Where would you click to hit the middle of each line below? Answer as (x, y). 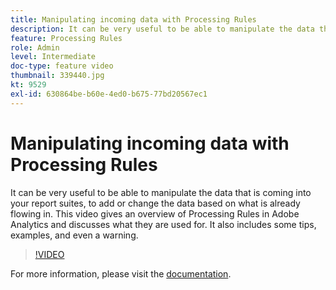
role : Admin (35, 47)
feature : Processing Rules (66, 38)
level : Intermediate (53, 57)
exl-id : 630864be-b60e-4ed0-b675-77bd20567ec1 (109, 94)
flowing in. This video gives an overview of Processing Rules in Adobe (155, 213)
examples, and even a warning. (74, 235)
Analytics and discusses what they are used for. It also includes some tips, (163, 224)
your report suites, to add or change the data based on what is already (155, 203)
